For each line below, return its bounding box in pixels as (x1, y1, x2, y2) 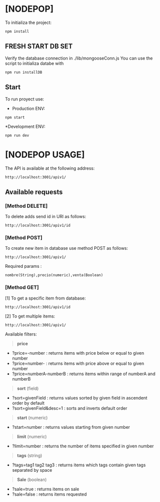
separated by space (12, 467, 53, 473)
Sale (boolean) (17, 477, 47, 482)
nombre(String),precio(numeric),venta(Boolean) (5, 273, 104, 278)
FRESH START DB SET (5, 42, 73, 51)
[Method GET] (5, 284, 39, 291)
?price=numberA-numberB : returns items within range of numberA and (12, 371, 156, 377)
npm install (5, 29, 29, 34)
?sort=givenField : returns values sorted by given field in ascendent (12, 395, 147, 401)
